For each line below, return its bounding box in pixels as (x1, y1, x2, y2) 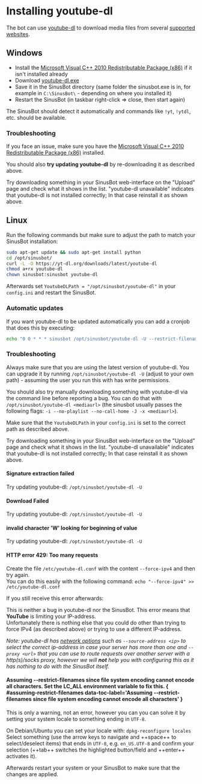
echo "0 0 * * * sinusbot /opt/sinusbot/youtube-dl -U (6, 336, 147, 342)
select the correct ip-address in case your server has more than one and (6, 643, 188, 650)
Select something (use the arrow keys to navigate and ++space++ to (6, 733, 177, 741)
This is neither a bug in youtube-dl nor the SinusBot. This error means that (6, 606, 191, 613)
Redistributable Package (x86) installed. (6, 149, 105, 156)
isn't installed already (14, 70, 68, 78)
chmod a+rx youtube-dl (6, 266, 63, 272)
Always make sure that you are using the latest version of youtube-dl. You (6, 363, 189, 371)
